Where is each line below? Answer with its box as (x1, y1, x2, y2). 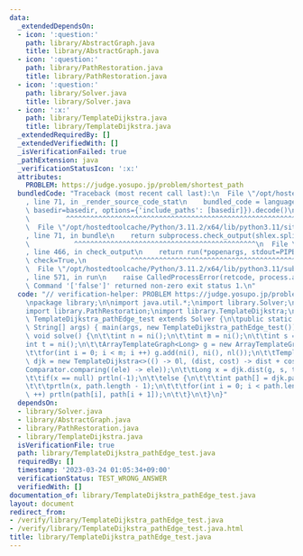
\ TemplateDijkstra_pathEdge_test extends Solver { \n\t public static (25, 314, 293, 324)
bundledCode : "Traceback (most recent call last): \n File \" (17, 189, 256, 198)
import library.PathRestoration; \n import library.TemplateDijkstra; (25, 306, 289, 315)
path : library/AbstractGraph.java (25, 38, 155, 48)
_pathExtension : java (17, 155, 99, 165)
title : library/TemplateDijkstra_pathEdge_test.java (9, 533, 212, 542)
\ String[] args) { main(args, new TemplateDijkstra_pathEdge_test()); (25, 324, 300, 333)
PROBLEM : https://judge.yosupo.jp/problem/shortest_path (25, 181, 244, 190)
